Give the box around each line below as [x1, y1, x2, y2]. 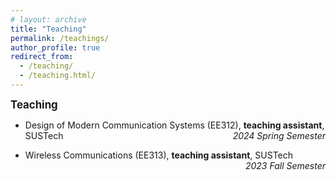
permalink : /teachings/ [10, 33, 110, 43]
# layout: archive [10, 14, 87, 25]
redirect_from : [10, 52, 74, 62]
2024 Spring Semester [232, 129, 326, 141]
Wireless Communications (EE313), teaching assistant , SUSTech [24, 149, 294, 161]
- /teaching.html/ [19, 71, 97, 81]
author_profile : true [10, 42, 101, 53]
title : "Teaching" [10, 24, 87, 34]
